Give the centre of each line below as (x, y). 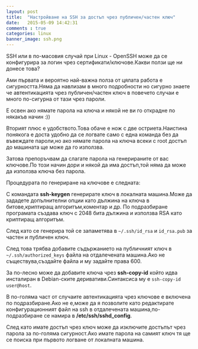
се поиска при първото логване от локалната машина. (75, 340)
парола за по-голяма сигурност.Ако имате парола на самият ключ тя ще (98, 333)
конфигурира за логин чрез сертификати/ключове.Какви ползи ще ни (94, 62)
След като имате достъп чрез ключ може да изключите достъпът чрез (96, 327)
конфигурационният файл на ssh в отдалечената (67, 309)
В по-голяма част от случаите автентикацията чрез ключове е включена (98, 297)
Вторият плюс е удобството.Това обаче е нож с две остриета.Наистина (97, 128)
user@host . (19, 285)
